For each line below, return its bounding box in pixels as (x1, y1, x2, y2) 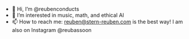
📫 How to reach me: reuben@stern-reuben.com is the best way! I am (11, 18, 183, 25)
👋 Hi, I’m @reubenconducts (11, 6, 79, 12)
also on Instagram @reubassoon (11, 27, 92, 33)
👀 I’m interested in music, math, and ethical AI (11, 12, 124, 19)
